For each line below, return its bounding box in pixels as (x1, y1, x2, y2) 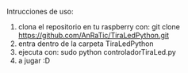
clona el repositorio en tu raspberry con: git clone (17, 22, 181, 31)
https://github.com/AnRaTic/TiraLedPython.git (17, 31, 169, 40)
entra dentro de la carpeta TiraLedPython (17, 39, 155, 48)
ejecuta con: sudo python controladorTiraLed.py (17, 48, 177, 56)
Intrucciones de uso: (6, 7, 74, 16)
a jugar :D (17, 56, 51, 65)
